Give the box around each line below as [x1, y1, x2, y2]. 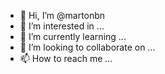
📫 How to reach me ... [19, 53, 113, 64]
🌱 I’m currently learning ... [19, 31, 127, 42]
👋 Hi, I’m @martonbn [19, 10, 106, 21]
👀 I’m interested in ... [19, 20, 105, 32]
